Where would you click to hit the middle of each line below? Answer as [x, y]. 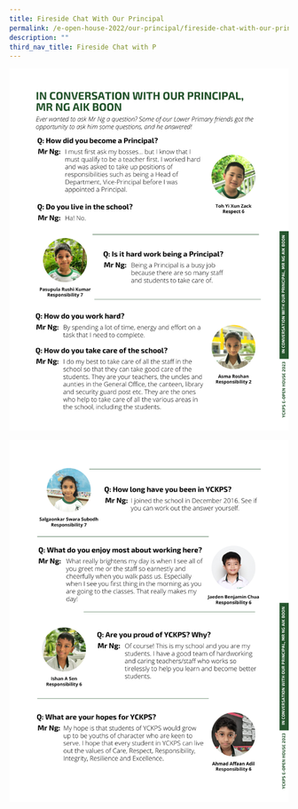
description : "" [39, 37]
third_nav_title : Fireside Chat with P [83, 47]
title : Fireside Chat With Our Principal [87, 19]
